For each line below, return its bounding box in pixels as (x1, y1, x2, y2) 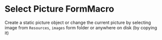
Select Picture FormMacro (4, 3, 114, 15)
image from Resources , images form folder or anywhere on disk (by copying (4, 24, 157, 30)
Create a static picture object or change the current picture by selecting (4, 20, 151, 25)
